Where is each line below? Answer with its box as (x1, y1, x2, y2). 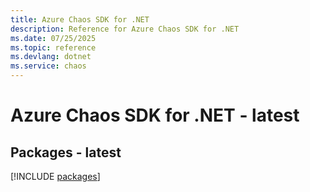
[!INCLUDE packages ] (10, 171, 101, 182)
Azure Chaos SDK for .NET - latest (10, 104, 300, 127)
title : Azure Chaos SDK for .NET (10, 14, 150, 25)
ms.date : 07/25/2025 (10, 33, 97, 43)
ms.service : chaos (10, 61, 87, 71)
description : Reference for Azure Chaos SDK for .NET (10, 24, 240, 34)
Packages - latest (10, 144, 122, 161)
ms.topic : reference (10, 42, 97, 53)
